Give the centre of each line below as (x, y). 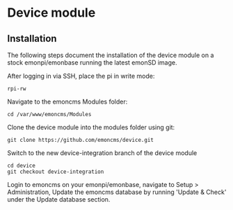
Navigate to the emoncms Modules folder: (67, 102)
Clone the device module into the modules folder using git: (91, 127)
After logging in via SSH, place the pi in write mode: (81, 76)
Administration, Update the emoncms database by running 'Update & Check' (117, 192)
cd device (22, 165)
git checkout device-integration (56, 172)
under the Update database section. (59, 199)
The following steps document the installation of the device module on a (111, 55)
